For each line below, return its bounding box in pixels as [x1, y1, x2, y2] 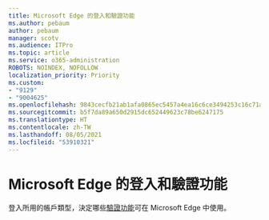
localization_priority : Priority [8, 71, 120, 79]
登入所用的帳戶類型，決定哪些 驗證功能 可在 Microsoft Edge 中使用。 [8, 203, 231, 213]
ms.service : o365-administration [8, 57, 120, 65]
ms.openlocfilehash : [8, 101, 78, 109]
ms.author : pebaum [8, 19, 70, 27]
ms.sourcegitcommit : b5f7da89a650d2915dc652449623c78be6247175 [8, 109, 224, 117]
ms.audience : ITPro [8, 42, 74, 50]
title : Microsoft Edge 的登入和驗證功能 [8, 11, 135, 20]
